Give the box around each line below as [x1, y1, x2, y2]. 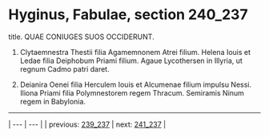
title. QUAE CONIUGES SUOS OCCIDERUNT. [8, 32, 155, 41]
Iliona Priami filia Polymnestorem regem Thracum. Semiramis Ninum [19, 88, 244, 97]
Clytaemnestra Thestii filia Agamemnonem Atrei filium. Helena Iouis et [19, 47, 251, 57]
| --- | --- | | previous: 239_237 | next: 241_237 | [8, 119, 167, 129]
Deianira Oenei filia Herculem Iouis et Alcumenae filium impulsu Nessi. [19, 80, 252, 89]
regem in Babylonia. [19, 96, 86, 106]
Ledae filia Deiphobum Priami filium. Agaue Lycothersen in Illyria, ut [19, 56, 243, 65]
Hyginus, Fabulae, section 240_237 [8, 6, 248, 24]
